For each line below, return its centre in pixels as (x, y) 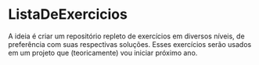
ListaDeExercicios (68, 14)
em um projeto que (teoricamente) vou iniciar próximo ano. (103, 52)
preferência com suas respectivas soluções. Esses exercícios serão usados (130, 44)
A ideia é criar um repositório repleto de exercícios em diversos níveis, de (126, 36)
